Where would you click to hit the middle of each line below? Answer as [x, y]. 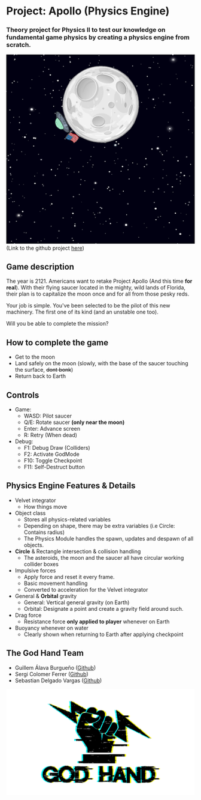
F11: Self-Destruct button [54, 467]
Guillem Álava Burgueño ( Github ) [55, 667]
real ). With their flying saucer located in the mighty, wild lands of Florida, [96, 288]
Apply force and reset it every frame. [69, 577]
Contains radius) [44, 532]
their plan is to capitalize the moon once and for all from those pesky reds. [98, 294]
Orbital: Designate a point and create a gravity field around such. [103, 608]
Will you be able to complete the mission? [57, 324]
